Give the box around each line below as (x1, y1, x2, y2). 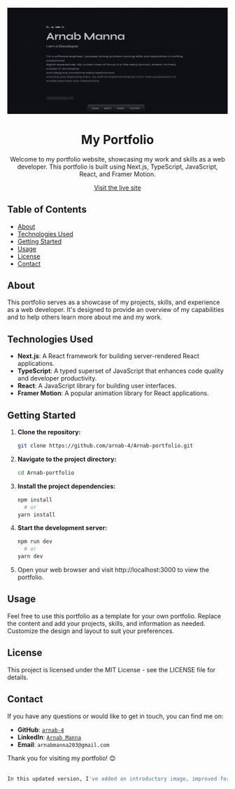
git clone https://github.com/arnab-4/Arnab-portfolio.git (17, 442, 194, 450)
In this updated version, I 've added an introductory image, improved (7, 776, 218, 783)
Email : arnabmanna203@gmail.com (17, 740, 110, 748)
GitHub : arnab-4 (17, 725, 64, 734)
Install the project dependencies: (17, 482, 116, 490)
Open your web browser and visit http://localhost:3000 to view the (17, 566, 210, 574)
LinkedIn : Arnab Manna (17, 732, 82, 741)
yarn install (17, 511, 56, 518)
